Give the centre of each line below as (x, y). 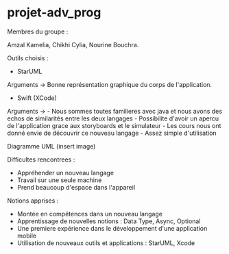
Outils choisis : (28, 58)
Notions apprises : (33, 201)
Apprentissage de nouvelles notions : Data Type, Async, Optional (109, 221)
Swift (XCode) (37, 98)
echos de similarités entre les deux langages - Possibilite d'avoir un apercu (113, 118)
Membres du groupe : (38, 31)
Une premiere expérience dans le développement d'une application (112, 228)
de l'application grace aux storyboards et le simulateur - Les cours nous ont (114, 125)
